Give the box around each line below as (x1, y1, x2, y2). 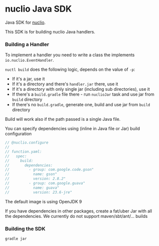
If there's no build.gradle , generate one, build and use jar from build (12, 102, 150, 108)
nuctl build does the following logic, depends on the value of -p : (5, 66, 135, 72)
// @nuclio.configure (5, 140, 49, 145)
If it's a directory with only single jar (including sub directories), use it (12, 86, 150, 92)
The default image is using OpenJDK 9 (5, 198, 82, 204)
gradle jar (5, 236, 27, 241)
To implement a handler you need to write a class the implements (5, 52, 135, 58)
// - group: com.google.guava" (5, 181, 86, 186)
